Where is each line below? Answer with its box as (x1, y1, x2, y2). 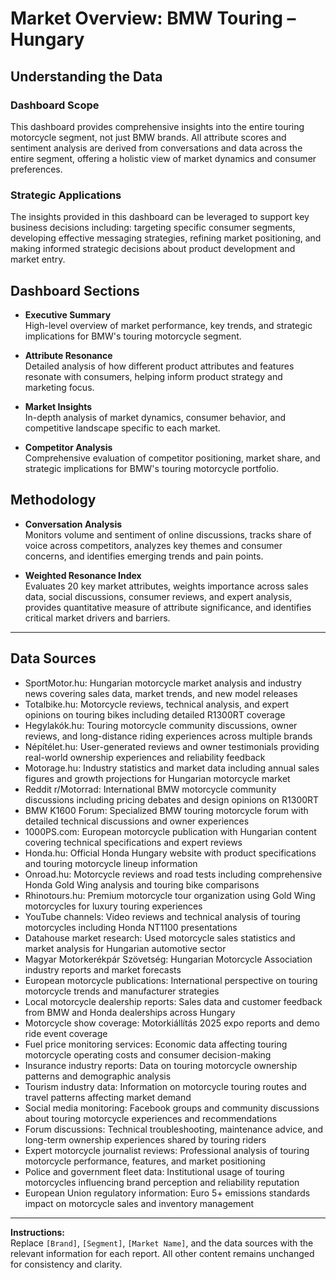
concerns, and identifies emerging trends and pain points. (24, 550, 264, 562)
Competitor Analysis (24, 441, 113, 453)
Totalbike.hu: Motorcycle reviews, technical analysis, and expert (24, 698, 289, 710)
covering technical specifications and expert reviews (24, 836, 243, 848)
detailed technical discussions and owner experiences (24, 815, 250, 827)
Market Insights (24, 400, 93, 412)
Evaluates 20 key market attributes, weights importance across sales (24, 580, 309, 592)
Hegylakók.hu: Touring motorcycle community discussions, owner (24, 719, 298, 731)
